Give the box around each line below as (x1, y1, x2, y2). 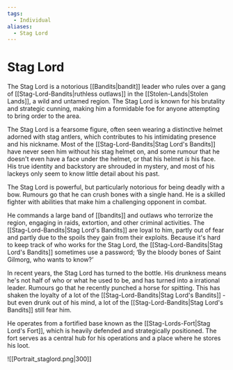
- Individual (13, 17, 51, 24)
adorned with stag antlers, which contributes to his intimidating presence (7, 133, 217, 141)
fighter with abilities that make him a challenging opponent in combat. (7, 198, 207, 206)
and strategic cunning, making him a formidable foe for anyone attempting (7, 105, 220, 113)
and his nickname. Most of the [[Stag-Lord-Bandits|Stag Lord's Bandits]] (7, 140, 216, 149)
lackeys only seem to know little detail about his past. (7, 169, 160, 178)
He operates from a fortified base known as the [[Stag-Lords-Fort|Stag (7, 319, 211, 328)
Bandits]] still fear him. (7, 306, 72, 314)
